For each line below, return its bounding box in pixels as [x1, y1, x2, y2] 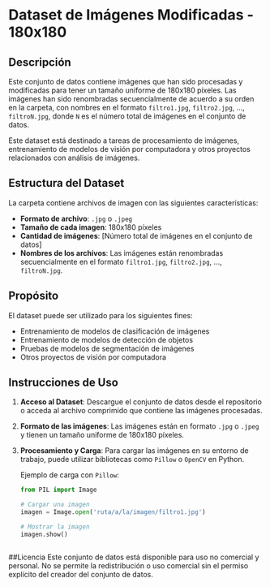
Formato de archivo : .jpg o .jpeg [19, 214, 132, 223]
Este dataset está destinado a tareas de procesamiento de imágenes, [8, 136, 240, 145]
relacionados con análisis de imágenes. [8, 153, 140, 162]
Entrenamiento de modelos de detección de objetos [19, 335, 193, 344]
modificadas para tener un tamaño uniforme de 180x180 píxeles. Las [8, 85, 237, 95]
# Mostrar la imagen [19, 523, 90, 531]
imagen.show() [19, 530, 68, 538]
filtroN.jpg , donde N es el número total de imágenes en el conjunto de [8, 111, 246, 121]
